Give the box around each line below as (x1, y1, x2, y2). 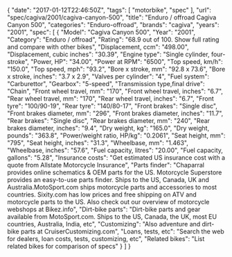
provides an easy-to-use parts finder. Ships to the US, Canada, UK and (7, 176, 209, 183)
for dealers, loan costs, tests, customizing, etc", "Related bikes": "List (7, 235, 205, 242)
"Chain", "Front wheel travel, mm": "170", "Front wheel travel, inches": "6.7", (7, 87, 224, 95)
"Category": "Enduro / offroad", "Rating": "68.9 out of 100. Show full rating (7, 35, 220, 44)
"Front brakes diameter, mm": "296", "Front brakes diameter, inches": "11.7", (7, 109, 224, 117)
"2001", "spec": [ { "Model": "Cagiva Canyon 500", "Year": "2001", (7, 28, 196, 36)
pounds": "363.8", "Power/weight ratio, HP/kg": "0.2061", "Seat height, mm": (7, 131, 226, 140)
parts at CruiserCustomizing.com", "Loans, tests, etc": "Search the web (20, 227, 224, 235)
